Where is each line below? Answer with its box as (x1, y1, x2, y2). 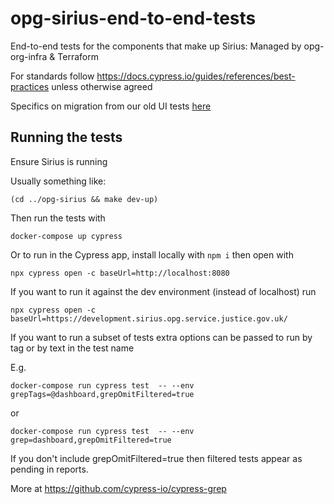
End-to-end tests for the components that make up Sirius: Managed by (10, 40, 302, 52)
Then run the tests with (10, 212, 106, 224)
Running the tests (10, 129, 123, 146)
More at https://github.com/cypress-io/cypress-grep (10, 482, 227, 494)
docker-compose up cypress (10, 231, 123, 241)
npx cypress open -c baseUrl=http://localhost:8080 (10, 268, 230, 278)
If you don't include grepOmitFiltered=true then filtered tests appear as (10, 452, 303, 464)
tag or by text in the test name (10, 342, 135, 354)
